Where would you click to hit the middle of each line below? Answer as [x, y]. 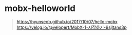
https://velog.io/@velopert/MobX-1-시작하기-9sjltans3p [72, 27]
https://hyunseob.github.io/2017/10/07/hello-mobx [67, 22]
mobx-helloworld [40, 8]
